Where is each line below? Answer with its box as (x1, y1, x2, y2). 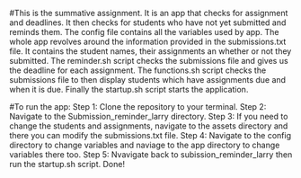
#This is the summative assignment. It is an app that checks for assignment (9, 8, 288, 18)
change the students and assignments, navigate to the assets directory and (9, 120, 288, 131)
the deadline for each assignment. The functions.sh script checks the (9, 65, 267, 76)
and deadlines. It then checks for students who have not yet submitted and (9, 17, 287, 28)
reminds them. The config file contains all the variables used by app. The (9, 27, 279, 37)
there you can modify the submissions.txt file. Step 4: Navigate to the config (9, 130, 292, 140)
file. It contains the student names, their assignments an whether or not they (9, 46, 292, 57)
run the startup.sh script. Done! (9, 159, 126, 169)
